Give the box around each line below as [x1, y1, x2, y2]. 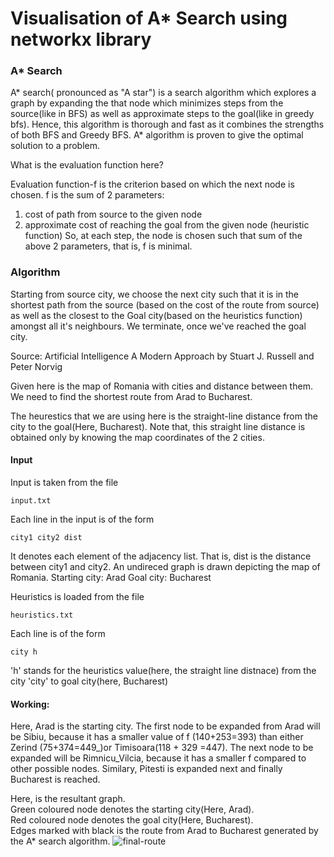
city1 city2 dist [10, 532, 83, 542]
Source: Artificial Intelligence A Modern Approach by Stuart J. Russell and [10, 350, 315, 362]
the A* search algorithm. [10, 835, 111, 847]
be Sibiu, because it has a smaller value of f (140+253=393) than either [10, 731, 304, 743]
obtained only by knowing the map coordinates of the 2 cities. [10, 431, 265, 443]
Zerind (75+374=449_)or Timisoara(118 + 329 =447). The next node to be [10, 742, 314, 754]
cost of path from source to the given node [24, 208, 203, 221]
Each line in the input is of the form [10, 513, 155, 525]
